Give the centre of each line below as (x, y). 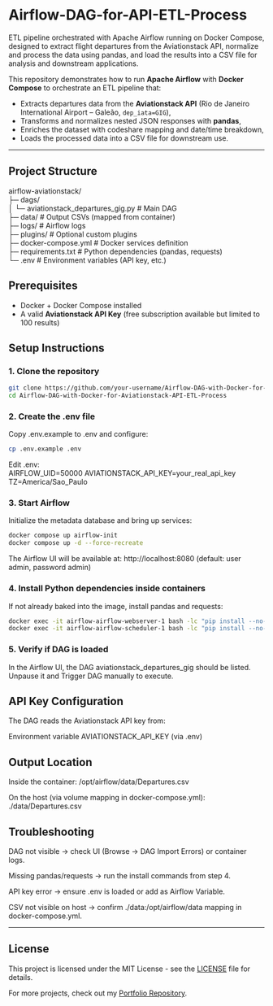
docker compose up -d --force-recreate (76, 543)
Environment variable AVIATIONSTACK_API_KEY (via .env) (106, 737)
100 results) (40, 322)
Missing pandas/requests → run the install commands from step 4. (120, 875)
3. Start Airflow (39, 503)
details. (21, 977)
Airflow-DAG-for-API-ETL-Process (128, 15)
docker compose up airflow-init (63, 536)
